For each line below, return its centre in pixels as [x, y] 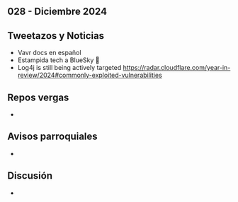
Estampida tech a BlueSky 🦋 [58, 60]
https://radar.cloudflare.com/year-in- [177, 68]
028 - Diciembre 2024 [57, 12]
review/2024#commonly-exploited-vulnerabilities [90, 75]
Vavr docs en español [49, 53]
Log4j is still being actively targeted [69, 68]
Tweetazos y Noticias [56, 36]
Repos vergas [38, 97]
